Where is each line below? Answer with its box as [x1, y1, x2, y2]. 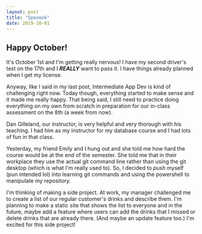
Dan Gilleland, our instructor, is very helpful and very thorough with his [6, 120, 182, 128]
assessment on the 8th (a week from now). [6, 109, 113, 116]
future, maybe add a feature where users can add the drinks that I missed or [6, 208, 196, 215]
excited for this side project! [6, 221, 76, 229]
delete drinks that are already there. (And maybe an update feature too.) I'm [6, 215, 195, 222]
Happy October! [6, 42, 68, 53]
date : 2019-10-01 [6, 20, 50, 26]
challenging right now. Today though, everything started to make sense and [6, 89, 194, 97]
